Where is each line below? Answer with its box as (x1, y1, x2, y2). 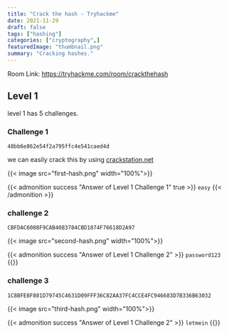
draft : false (7, 23, 46, 31)
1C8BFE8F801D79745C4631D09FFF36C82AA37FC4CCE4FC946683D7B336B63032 (7, 292, 212, 299)
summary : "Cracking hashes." (7, 50, 94, 58)
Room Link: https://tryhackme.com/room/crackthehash (7, 69, 169, 78)
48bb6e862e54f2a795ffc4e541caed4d (7, 143, 110, 150)
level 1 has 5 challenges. (7, 109, 79, 117)
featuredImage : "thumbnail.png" (7, 43, 103, 50)
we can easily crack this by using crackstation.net (7, 155, 154, 163)
